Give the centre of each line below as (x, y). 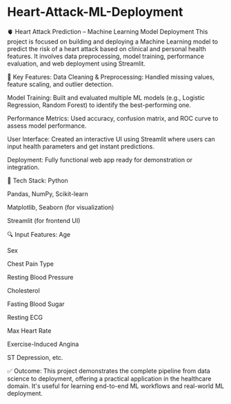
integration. (23, 167)
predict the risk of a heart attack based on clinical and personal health (107, 48)
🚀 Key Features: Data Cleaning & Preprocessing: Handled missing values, (111, 77)
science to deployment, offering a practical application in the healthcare (109, 378)
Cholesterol (23, 290)
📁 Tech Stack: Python (38, 180)
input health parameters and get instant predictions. (81, 146)
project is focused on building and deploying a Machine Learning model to (113, 41)
